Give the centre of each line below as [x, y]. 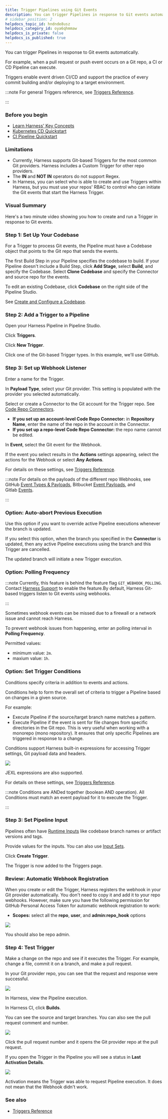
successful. [17, 979]
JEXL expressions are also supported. [44, 773]
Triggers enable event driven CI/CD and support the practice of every [77, 77]
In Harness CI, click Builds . [33, 1008]
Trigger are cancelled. [28, 549]
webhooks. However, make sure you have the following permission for [77, 900]
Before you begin [26, 115]
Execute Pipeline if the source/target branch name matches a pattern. [84, 717]
